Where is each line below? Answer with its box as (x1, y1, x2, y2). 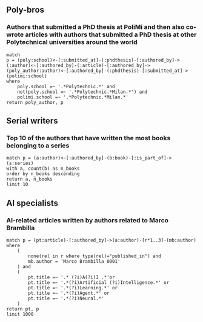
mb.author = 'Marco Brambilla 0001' (28, 259, 121, 265)
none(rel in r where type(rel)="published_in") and (28, 253, 162, 259)
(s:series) (6, 160, 34, 167)
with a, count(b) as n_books (6, 166, 80, 172)
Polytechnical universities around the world (6, 38, 138, 47)
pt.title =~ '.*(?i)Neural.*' (28, 295, 104, 301)
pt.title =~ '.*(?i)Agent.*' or (28, 290, 110, 297)
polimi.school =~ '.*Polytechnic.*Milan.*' (17, 94, 129, 100)
